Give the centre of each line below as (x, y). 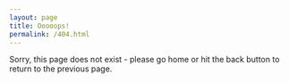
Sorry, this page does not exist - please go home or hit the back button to (144, 60)
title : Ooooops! (39, 26)
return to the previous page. (61, 69)
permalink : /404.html (50, 34)
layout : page (34, 17)
